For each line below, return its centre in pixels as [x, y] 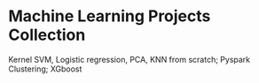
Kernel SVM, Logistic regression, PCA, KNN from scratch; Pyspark [129, 59]
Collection [47, 35]
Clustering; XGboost [45, 69]
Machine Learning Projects [110, 16]
